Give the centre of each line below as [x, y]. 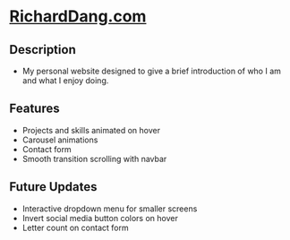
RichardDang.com [78, 17]
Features [34, 109]
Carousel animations [60, 140]
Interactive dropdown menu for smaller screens [110, 209]
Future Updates [53, 187]
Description [43, 50]
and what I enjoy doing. [65, 81]
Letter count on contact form [75, 227]
